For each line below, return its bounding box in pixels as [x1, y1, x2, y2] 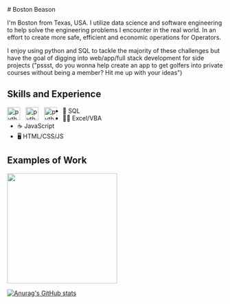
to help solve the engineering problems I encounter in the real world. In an [7, 26, 216, 34]
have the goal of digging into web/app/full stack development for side [7, 54, 205, 62]
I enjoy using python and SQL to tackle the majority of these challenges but [7, 47, 220, 54]
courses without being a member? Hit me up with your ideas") [7, 69, 183, 76]
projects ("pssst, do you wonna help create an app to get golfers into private [7, 61, 223, 69]
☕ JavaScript [16, 122, 55, 130]
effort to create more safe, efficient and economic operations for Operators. [7, 33, 222, 41]
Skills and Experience [7, 88, 102, 100]
